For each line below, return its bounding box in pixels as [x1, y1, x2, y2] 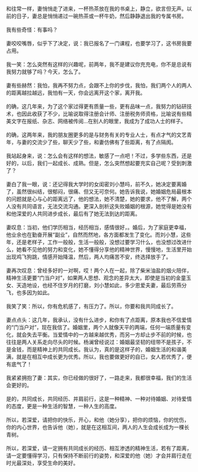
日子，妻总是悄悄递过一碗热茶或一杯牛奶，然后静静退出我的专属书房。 [16, 12, 187, 19]
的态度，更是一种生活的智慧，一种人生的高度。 [6, 403, 120, 409]
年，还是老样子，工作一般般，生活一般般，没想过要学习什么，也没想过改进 [6, 238, 187, 245]
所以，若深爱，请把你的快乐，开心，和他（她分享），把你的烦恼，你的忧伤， [6, 417, 190, 423]
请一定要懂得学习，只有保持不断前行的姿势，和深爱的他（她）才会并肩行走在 [6, 452, 192, 459]
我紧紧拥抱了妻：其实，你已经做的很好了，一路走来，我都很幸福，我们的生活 [6, 374, 192, 381]
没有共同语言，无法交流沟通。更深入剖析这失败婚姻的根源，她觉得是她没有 [11, 203, 192, 209]
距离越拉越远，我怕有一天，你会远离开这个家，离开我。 [11, 89, 146, 96]
